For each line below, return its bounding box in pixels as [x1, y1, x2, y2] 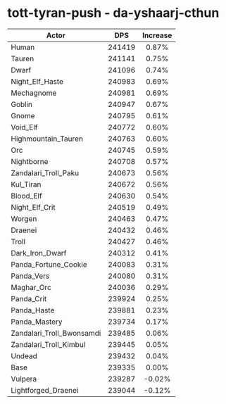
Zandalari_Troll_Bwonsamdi [11, 328, 101, 338]
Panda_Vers [11, 271, 50, 281]
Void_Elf [11, 122, 38, 132]
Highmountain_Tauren [11, 134, 83, 144]
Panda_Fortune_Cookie [11, 259, 87, 269]
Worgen [11, 213, 37, 223]
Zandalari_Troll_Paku [11, 168, 80, 177]
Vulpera [11, 374, 37, 384]
